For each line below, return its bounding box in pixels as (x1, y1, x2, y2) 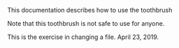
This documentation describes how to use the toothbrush (7, 6, 173, 14)
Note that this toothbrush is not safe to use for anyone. (7, 19, 165, 27)
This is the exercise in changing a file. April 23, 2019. (7, 33, 159, 41)
